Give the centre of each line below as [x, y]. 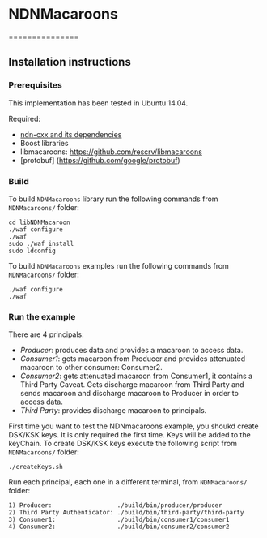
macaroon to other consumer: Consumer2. [91, 368]
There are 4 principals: [47, 334]
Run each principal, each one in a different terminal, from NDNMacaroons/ [128, 482]
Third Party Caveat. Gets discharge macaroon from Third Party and [132, 385]
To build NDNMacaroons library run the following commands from [113, 199]
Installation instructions [70, 62]
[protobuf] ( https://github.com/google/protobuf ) [100, 160]
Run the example [42, 316]
